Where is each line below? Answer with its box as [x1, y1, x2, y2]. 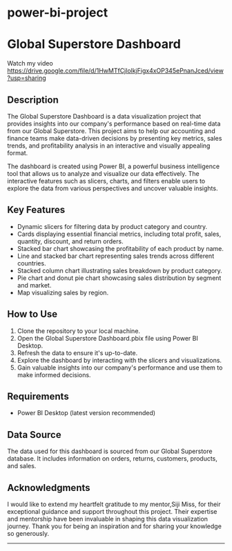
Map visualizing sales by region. [17, 288, 109, 297]
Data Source [7, 429, 61, 441]
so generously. [7, 530, 50, 537]
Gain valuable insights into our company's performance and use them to [17, 363, 223, 372]
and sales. [7, 462, 37, 470]
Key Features [7, 204, 66, 216]
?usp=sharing [7, 74, 46, 82]
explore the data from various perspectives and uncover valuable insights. [7, 184, 218, 192]
